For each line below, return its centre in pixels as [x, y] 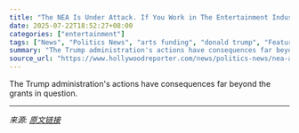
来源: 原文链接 [35, 120]
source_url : [31, 59]
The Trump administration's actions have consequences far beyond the [140, 84]
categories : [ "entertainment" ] [67, 34]
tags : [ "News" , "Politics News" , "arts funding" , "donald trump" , [135, 42]
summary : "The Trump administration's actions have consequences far [141, 51]
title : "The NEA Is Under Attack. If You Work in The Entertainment [139, 17]
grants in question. [44, 93]
